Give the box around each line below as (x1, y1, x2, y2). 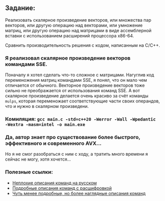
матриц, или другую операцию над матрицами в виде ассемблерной (5, 27, 152, 33)
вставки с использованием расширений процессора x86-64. (5, 33, 134, 38)
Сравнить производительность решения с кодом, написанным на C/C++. (5, 42, 160, 48)
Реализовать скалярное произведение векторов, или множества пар (5, 17, 152, 23)
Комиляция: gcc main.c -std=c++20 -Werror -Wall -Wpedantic (5, 116, 156, 123)
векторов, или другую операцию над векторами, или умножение (5, 22, 143, 28)
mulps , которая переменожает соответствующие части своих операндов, (5, 98, 160, 104)
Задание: (5, 4, 35, 12)
